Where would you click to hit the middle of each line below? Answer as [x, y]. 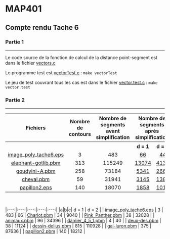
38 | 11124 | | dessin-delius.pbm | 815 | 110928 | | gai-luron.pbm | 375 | [78, 226]
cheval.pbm [36, 179]
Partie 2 [15, 100]
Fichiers [36, 128]
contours [80, 134]
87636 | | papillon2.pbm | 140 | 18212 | [45, 231]
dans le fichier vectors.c [30, 63]
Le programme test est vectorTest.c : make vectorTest [61, 73]
